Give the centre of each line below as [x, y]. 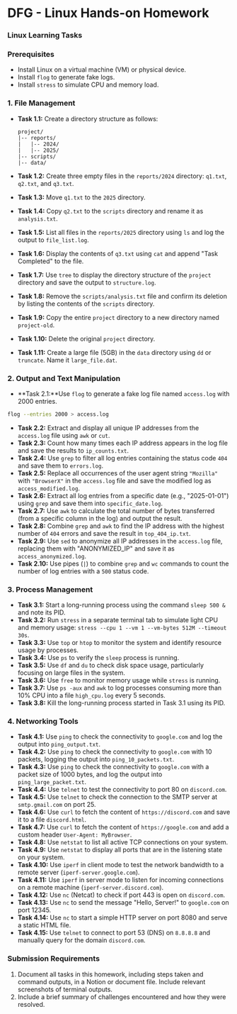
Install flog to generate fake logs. [66, 77]
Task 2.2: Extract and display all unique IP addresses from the [108, 428]
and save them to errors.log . [60, 465]
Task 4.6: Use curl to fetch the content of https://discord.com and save [124, 812]
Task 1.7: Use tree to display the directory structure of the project [114, 275]
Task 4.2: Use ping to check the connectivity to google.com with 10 [115, 752]
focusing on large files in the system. [71, 673]
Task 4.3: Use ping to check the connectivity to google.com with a [113, 767]
